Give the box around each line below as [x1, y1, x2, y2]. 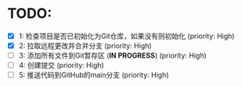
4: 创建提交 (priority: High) [18, 61, 104, 70]
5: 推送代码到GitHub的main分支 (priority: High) [18, 71, 169, 80]
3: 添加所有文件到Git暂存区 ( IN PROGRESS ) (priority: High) [18, 51, 207, 61]
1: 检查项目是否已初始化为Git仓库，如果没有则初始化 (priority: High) [18, 31, 235, 40]
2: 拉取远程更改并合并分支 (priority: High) [18, 41, 152, 50]
